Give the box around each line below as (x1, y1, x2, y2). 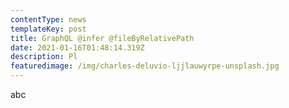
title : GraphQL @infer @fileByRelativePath (10, 33, 195, 43)
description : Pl (10, 52, 78, 62)
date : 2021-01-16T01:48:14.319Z (10, 42, 145, 53)
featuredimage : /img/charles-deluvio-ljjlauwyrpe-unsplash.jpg (10, 61, 280, 71)
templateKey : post (10, 24, 87, 34)
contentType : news (10, 14, 87, 25)
